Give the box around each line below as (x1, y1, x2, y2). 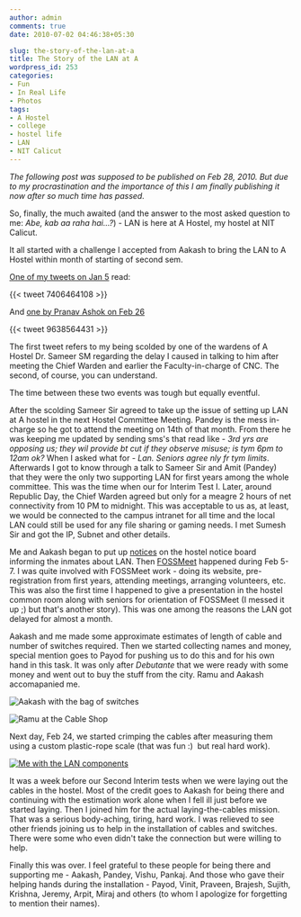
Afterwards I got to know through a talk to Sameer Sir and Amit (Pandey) (9, 462, 277, 472)
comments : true (9, 22, 66, 31)
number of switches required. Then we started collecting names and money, (9, 640, 292, 651)
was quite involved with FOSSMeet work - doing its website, (21, 565, 244, 576)
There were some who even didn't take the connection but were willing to (9, 832, 281, 843)
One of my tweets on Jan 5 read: (9, 271, 131, 282)
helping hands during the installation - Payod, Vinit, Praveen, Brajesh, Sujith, (9, 878, 291, 889)
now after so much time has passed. (9, 190, 146, 201)
